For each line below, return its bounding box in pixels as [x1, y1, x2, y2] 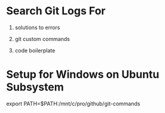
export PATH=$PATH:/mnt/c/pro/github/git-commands [6, 100, 140, 107]
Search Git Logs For [6, 4, 106, 18]
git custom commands [14, 35, 71, 42]
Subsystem [6, 80, 64, 94]
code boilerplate [14, 46, 56, 54]
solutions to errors [14, 24, 60, 31]
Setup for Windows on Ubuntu [6, 68, 160, 81]
